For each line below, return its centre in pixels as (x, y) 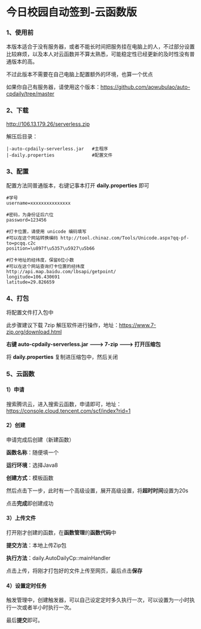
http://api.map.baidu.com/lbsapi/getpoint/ (61, 272)
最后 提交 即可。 (25, 620)
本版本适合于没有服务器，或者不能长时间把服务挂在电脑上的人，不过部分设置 (100, 47)
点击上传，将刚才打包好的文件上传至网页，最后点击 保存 (74, 570)
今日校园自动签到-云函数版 (72, 12)
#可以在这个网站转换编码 (32, 238)
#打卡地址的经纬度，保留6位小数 (40, 260)
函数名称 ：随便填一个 (32, 452)
